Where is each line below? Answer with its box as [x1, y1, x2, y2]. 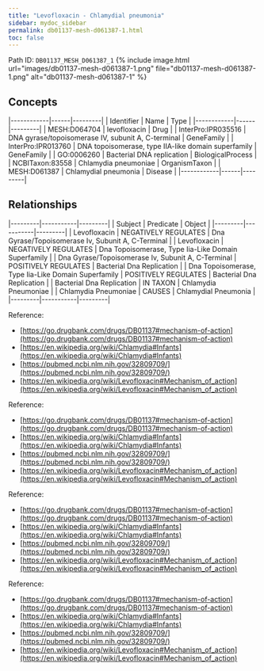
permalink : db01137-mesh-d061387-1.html [8, 26, 144, 34]
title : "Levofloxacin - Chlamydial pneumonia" [8, 11, 165, 20]
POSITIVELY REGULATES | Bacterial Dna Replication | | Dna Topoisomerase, [8, 261, 256, 270]
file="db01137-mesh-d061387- [155, 64, 256, 74]
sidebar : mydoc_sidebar [8, 19, 87, 27]
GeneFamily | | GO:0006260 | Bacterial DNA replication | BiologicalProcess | [8, 150, 258, 159]
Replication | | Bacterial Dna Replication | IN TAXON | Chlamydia [8, 278, 216, 288]
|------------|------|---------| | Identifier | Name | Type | [8, 116, 192, 126]
